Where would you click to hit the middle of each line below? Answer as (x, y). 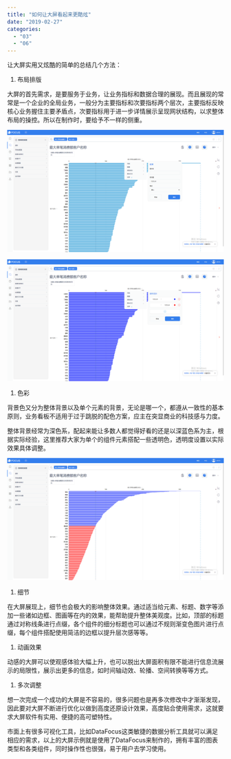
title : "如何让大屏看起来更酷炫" (49, 14)
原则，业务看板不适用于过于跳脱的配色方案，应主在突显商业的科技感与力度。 (115, 416)
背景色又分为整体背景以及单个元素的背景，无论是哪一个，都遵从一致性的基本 (115, 408)
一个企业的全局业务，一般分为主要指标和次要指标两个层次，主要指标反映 (121, 103)
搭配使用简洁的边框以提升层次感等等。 (97, 632)
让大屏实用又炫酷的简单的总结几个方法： (64, 65)
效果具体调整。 (28, 448)
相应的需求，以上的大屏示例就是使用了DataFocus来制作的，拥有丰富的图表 (113, 740)
